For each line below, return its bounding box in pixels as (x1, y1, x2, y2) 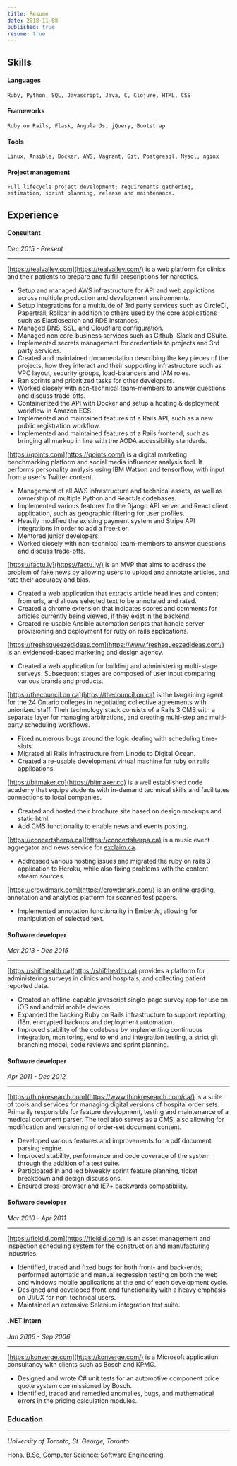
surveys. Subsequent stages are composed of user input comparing (17, 670, 216, 678)
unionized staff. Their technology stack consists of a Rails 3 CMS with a (7, 706, 216, 714)
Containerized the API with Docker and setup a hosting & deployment (17, 399, 219, 408)
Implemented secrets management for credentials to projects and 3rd (17, 339, 220, 348)
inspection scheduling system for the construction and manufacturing (7, 1242, 210, 1250)
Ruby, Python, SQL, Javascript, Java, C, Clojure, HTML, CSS (7, 91, 191, 99)
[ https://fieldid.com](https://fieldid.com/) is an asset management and (7, 1234, 211, 1242)
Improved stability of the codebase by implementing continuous (17, 1026, 203, 1034)
